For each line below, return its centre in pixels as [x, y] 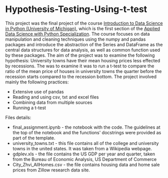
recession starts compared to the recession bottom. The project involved [81, 76]
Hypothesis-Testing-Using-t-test [76, 9]
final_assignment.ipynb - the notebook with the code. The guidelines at [86, 127]
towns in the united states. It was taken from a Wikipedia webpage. [82, 148]
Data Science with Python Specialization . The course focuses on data [78, 34]
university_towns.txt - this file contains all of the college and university [86, 143]
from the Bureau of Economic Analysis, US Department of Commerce [85, 159]
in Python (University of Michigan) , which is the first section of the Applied [83, 28]
